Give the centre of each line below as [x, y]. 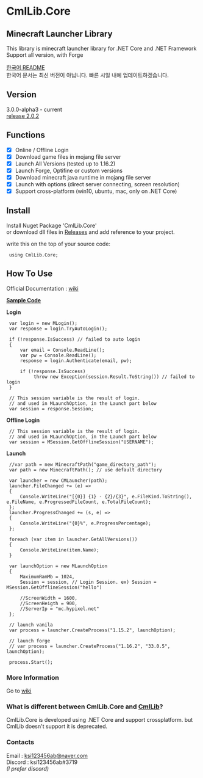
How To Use [30, 274]
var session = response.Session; [52, 409]
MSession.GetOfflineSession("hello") [54, 587]
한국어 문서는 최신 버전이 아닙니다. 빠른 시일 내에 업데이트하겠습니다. [87, 75]
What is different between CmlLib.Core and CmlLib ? [85, 707]
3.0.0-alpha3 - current [34, 109]
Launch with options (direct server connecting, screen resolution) [97, 184]
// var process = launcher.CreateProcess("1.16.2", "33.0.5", [90, 646]
